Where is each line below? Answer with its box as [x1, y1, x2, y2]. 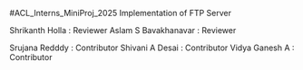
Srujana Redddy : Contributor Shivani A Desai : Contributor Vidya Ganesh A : [9, 42, 295, 53]
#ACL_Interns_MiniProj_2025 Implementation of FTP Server [9, 8, 231, 18]
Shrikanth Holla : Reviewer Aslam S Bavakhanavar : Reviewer [9, 25, 237, 35]
